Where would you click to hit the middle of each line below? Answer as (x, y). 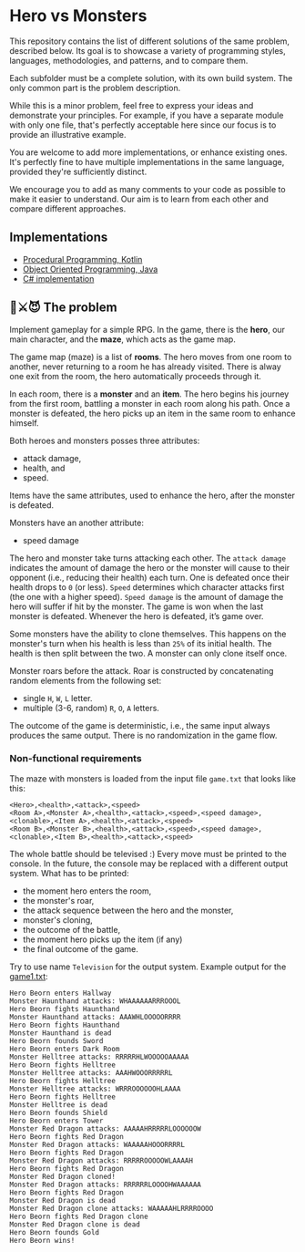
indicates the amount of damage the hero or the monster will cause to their (150, 567)
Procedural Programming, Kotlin (82, 259)
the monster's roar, (58, 900)
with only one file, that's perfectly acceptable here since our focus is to (143, 125)
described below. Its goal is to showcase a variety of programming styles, (148, 50)
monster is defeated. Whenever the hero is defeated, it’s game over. (137, 616)
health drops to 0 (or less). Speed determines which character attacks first (147, 587)
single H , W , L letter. (57, 698)
